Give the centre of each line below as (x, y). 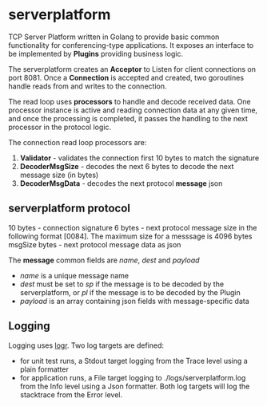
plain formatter (44, 369)
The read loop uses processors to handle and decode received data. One (130, 101)
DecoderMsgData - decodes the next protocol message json (121, 183)
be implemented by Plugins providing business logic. (96, 53)
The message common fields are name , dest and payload (104, 260)
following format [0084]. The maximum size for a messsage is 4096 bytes (130, 236)
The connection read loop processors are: (78, 142)
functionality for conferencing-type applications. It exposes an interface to (131, 45)
